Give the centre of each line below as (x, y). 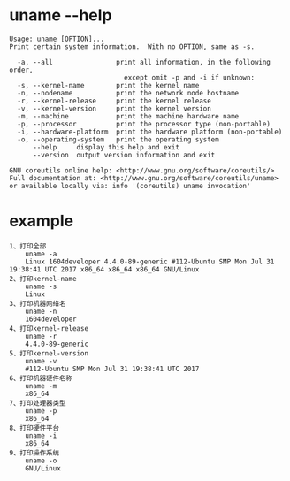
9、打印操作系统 (34, 453)
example (42, 221)
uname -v (41, 361)
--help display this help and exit (106, 147)
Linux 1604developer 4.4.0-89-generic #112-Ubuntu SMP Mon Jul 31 (150, 262)
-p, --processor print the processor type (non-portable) (144, 124)
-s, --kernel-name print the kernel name (108, 85)
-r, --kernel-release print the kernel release (114, 101)
